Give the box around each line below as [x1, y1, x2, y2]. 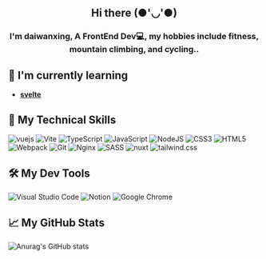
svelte [19, 90, 42, 99]
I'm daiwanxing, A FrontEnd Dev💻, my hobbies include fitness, [9, 31, 260, 42]
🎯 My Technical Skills [8, 113, 117, 126]
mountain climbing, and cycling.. [69, 44, 200, 55]
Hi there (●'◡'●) [91, 6, 177, 20]
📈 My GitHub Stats [8, 216, 105, 230]
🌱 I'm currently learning [8, 68, 129, 82]
